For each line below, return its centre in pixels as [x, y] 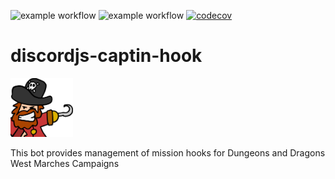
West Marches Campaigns [65, 163]
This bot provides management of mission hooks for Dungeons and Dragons [168, 152]
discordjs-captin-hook [106, 56]
